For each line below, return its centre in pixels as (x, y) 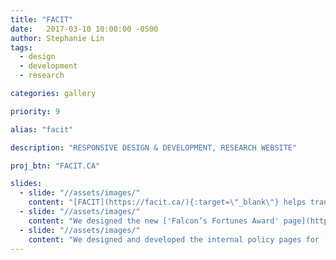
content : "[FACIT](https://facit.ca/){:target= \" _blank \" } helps (167, 202)
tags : (21, 47)
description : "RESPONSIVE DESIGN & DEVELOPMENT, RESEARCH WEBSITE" (154, 147)
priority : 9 (35, 111)
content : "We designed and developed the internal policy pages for (174, 239)
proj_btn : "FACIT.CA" (55, 166)
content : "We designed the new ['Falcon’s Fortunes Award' (154, 221)
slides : (26, 184)
